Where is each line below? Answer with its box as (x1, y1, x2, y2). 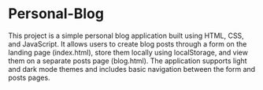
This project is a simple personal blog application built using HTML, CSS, (8, 31, 244, 40)
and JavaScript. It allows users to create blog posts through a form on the (8, 39, 247, 48)
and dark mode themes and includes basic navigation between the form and (8, 64, 256, 73)
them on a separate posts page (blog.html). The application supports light (8, 56, 247, 66)
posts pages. (8, 73, 50, 82)
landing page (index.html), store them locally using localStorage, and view (8, 47, 248, 57)
